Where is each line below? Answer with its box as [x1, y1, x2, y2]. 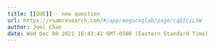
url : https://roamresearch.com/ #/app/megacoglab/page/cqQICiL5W [7, 17, 202, 24]
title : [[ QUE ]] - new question [7, 10, 100, 18]
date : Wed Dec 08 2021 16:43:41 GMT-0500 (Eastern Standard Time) [7, 30, 209, 37]
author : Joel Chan [7, 23, 62, 30]
